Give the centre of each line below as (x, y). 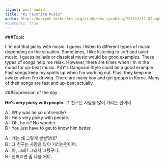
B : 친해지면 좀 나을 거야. (29, 157)
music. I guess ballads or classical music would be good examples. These (80, 57)
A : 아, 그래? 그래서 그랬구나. (32, 150)
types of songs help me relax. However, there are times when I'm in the (77, 62)
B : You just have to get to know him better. (48, 128)
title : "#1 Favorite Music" (34, 14)
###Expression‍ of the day (31, 93)
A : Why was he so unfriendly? (36, 113)
